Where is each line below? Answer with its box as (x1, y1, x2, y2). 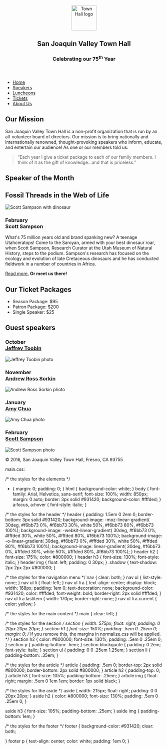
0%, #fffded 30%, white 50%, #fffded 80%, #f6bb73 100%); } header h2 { (5, 549, 158, 555)
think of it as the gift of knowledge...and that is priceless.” (17, 159, 136, 165)
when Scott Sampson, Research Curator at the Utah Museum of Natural (5, 245, 152, 251)
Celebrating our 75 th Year (52, 54, 116, 62)
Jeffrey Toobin (5, 345, 41, 352)
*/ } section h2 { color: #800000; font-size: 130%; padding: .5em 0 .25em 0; (5, 636, 162, 642)
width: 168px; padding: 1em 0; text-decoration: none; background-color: (5, 585, 154, 591)
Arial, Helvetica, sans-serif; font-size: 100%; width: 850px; (27, 491, 148, 497)
